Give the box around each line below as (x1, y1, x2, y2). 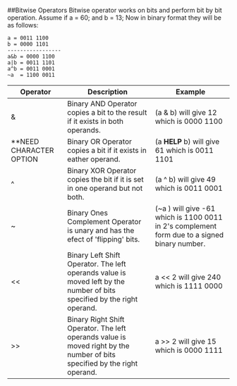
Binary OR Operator (66, 137, 133, 147)
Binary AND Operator (66, 99, 138, 108)
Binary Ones (66, 208, 108, 218)
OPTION (11, 154, 39, 164)
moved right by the (66, 341, 130, 351)
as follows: (7, 21, 39, 29)
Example (176, 87, 206, 96)
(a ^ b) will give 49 (154, 175, 217, 184)
